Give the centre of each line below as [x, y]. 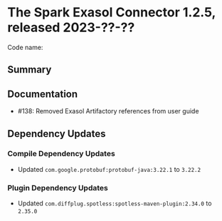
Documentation [43, 94]
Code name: [25, 47]
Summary [30, 70]
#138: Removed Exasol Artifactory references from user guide [108, 111]
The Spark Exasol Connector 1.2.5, [111, 12]
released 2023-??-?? [71, 27]
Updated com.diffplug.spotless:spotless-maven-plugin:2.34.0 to [115, 203]
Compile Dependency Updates [61, 154]
